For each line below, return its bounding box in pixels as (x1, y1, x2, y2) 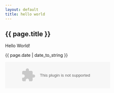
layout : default (5, 7, 38, 12)
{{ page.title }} (5, 30, 51, 38)
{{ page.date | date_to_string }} (5, 52, 68, 58)
